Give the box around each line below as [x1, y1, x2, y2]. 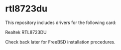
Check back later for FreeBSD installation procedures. [5, 38, 116, 45]
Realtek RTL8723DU [5, 29, 47, 35]
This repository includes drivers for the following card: [5, 19, 117, 25]
